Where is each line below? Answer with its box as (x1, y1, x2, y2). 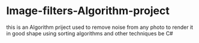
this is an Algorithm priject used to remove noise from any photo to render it (6, 24, 194, 31)
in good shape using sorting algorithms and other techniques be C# (6, 29, 173, 37)
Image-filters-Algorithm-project (6, 4, 170, 18)
